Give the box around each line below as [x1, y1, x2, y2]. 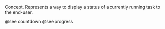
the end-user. [5, 9, 33, 15]
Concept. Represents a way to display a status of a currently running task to [5, 4, 160, 10]
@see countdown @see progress [5, 19, 73, 24]
